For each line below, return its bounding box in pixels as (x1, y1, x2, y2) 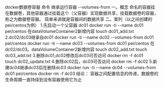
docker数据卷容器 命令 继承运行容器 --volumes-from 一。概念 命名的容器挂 (5, 4, 156, 10)
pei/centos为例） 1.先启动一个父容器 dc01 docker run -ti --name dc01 (5, 22, 144, 28)
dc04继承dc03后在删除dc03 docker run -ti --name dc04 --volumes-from (9, 65, 156, 70)
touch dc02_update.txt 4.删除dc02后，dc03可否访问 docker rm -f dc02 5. (5, 58, 153, 64)
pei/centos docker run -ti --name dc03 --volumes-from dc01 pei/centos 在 (5, 41, 155, 46)
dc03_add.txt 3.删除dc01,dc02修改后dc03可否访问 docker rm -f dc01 (5, 53, 144, 58)
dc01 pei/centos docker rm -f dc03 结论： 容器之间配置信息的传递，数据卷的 (5, 71, 159, 76)
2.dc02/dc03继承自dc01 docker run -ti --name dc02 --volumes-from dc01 (5, 34, 154, 40)
